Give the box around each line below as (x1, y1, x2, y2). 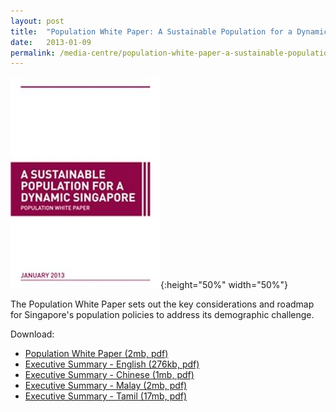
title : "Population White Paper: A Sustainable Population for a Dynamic (10, 26, 329, 37)
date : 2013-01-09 (10, 37, 92, 47)
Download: (10, 328, 55, 340)
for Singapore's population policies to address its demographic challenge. (10, 309, 315, 321)
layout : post (10, 16, 65, 26)
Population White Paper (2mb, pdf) (24, 348, 169, 360)
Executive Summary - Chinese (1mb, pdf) (24, 369, 195, 381)
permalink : (10, 48, 56, 58)
